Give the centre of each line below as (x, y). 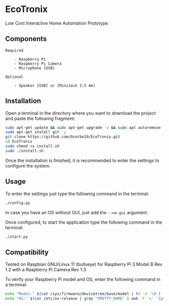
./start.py (17, 237)
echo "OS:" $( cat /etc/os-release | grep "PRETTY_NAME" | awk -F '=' (80, 299)
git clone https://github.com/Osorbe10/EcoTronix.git (63, 137)
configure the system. (28, 166)
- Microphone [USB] (35, 68)
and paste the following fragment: (40, 118)
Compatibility (27, 252)
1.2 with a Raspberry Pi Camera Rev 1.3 (46, 270)
